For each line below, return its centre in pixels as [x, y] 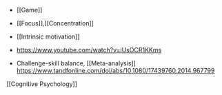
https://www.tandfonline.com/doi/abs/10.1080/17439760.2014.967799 [115, 71]
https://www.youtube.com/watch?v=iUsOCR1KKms [89, 50]
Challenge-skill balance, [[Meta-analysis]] [76, 63]
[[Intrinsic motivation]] [48, 36]
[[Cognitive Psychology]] [42, 84]
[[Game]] [29, 10]
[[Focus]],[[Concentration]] [55, 23]
